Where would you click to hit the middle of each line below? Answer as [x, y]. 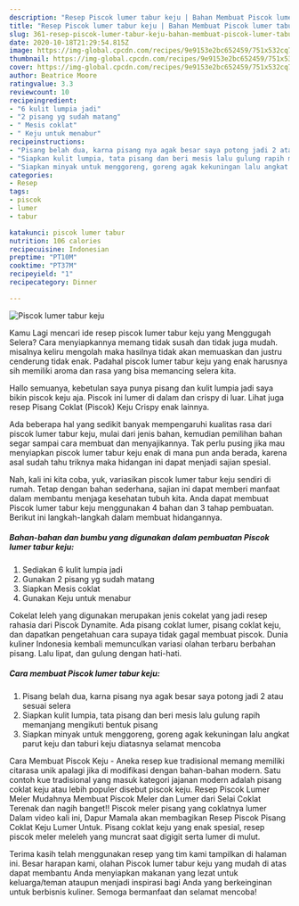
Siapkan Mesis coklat [61, 589]
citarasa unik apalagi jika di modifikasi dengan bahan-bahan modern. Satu [145, 770]
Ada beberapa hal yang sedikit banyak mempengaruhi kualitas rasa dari [141, 424]
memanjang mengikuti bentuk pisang [90, 724]
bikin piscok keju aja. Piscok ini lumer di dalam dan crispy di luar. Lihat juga [147, 397]
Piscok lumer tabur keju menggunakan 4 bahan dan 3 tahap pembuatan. [141, 507]
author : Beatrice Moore [53, 76]
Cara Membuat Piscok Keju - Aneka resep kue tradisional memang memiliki [147, 761]
